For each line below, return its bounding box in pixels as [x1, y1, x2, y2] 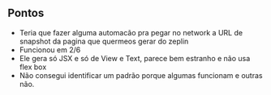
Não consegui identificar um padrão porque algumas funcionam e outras [19, 70, 263, 80]
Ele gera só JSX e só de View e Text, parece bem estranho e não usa [19, 53, 251, 63]
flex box [19, 62, 47, 72]
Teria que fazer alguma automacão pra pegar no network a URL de [19, 27, 243, 37]
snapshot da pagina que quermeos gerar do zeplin [19, 36, 189, 46]
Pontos [7, 6, 45, 20]
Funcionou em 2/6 [19, 44, 81, 55]
